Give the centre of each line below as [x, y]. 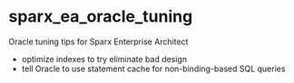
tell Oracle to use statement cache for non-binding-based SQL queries [153, 69]
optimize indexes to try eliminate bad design [104, 59]
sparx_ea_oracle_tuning [101, 17]
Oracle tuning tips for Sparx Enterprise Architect [98, 41]
